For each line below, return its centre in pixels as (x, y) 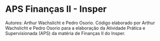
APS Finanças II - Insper (56, 9)
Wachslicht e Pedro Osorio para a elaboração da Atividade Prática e (75, 28)
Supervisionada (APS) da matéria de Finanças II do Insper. (65, 33)
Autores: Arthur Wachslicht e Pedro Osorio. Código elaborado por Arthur (80, 23)
